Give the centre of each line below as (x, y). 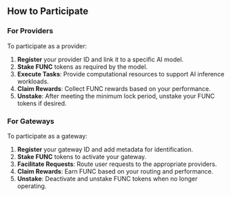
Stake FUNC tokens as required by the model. (82, 66)
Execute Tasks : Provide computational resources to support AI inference (121, 74)
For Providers (30, 31)
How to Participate (48, 11)
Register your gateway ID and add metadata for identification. (105, 149)
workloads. (33, 81)
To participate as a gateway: (47, 136)
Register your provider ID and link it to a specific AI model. (100, 59)
